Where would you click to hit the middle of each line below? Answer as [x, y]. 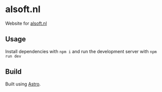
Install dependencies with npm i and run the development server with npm [81, 51]
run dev [13, 56]
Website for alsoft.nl [26, 23]
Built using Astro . [23, 84]
